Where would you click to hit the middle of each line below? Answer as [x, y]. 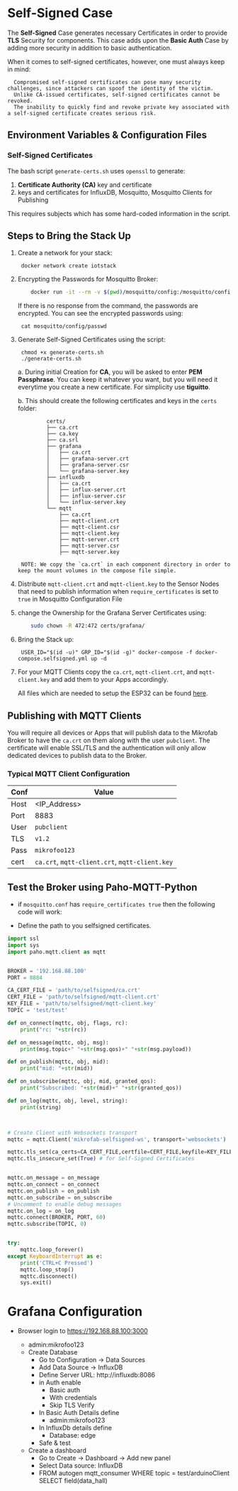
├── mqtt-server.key [89, 552]
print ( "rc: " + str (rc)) [53, 1030]
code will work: [40, 912]
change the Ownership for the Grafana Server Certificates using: [112, 613]
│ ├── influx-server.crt [86, 490]
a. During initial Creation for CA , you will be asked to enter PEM [110, 372]
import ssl [23, 939]
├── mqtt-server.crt [89, 540]
